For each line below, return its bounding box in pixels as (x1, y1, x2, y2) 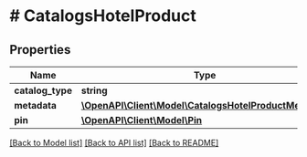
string (80, 84, 108, 97)
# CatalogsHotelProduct (9, 5, 196, 26)
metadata (14, 99, 57, 111)
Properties (9, 42, 71, 58)
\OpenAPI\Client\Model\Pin (80, 114, 203, 126)
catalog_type (14, 84, 73, 97)
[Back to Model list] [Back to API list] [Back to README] (9, 138, 219, 148)
